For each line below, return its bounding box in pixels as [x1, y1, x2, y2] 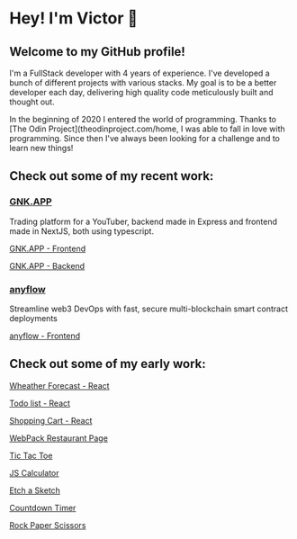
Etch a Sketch [9, 485, 61, 496]
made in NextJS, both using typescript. [9, 225, 155, 237]
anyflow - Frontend [9, 330, 81, 341]
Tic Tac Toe [9, 450, 53, 461]
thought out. [9, 96, 56, 107]
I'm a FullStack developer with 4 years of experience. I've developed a [9, 67, 270, 78]
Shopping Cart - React [9, 415, 93, 426]
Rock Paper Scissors [9, 519, 86, 530]
